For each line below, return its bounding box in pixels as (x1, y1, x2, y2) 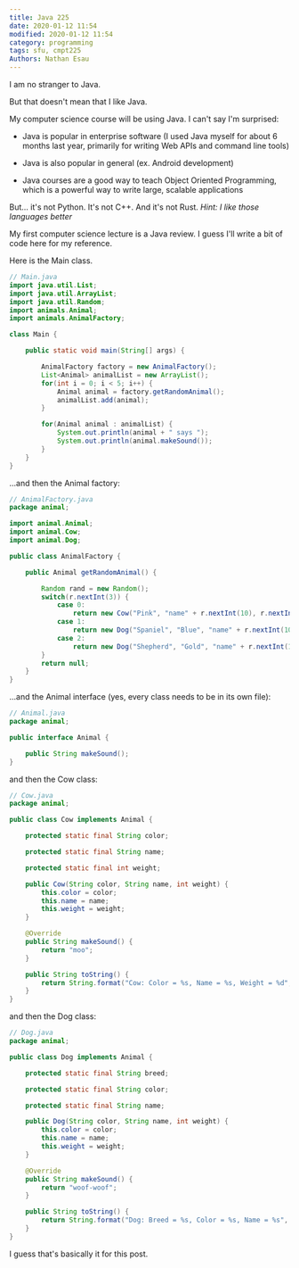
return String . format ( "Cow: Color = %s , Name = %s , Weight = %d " (41, 978, 289, 987)
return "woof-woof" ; (41, 1183, 117, 1192)
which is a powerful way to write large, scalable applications (21, 185, 244, 195)
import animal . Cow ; (9, 527, 82, 536)
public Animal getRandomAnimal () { (25, 568, 158, 576)
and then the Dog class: (9, 1011, 96, 1022)
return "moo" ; (41, 945, 93, 955)
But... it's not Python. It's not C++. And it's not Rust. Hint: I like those (9, 202, 260, 212)
